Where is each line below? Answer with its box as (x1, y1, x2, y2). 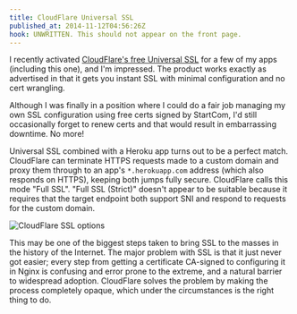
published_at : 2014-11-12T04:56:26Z (9, 21, 146, 30)
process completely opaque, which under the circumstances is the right (9, 285, 275, 296)
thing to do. (9, 294, 52, 305)
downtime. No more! (9, 129, 85, 140)
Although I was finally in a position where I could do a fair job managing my (9, 100, 286, 111)
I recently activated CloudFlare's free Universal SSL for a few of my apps (9, 55, 277, 65)
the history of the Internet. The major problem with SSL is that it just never (9, 247, 282, 258)
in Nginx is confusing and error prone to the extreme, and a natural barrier (9, 266, 283, 277)
